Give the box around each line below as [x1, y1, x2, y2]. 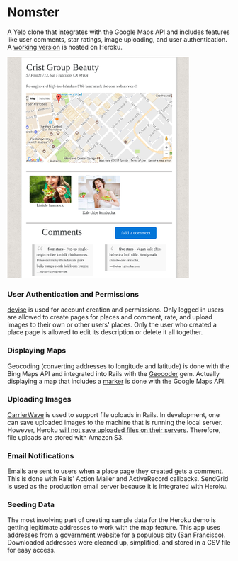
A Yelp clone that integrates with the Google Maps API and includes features [7, 28, 230, 36]
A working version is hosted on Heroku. [7, 42, 123, 51]
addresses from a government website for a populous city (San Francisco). [7, 531, 226, 539]
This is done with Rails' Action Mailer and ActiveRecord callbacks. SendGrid [7, 475, 229, 483]
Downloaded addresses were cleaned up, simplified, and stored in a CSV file [7, 538, 231, 547]
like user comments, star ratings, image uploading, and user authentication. [7, 35, 228, 43]
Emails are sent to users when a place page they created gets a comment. [7, 467, 224, 475]
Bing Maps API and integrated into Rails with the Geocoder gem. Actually [7, 369, 220, 378]
